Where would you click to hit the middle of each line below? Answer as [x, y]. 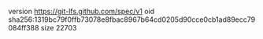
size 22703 [59, 28]
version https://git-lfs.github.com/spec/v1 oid [81, 11]
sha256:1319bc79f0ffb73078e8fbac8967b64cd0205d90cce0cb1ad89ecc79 [132, 19]
